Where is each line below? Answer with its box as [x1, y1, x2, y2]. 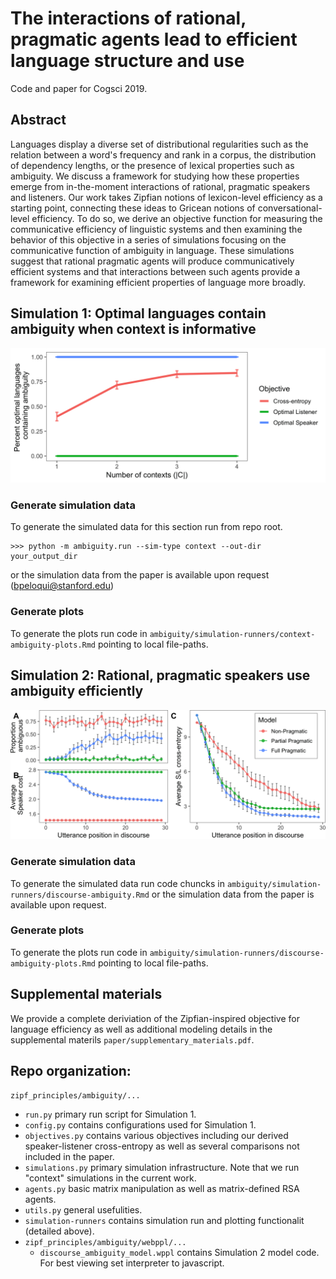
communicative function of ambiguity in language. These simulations [10, 244, 295, 256]
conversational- [257, 202, 323, 214]
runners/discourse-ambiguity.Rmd [10, 890, 150, 900]
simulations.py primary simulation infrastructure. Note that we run [24, 1162, 300, 1174]
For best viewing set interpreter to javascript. [39, 1257, 225, 1269]
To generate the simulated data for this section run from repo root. [10, 521, 283, 533]
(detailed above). [24, 1225, 95, 1237]
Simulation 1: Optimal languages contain [10, 305, 267, 322]
